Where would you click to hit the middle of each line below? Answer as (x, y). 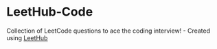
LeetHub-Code (50, 12)
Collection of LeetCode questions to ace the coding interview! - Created (108, 31)
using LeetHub (27, 37)
